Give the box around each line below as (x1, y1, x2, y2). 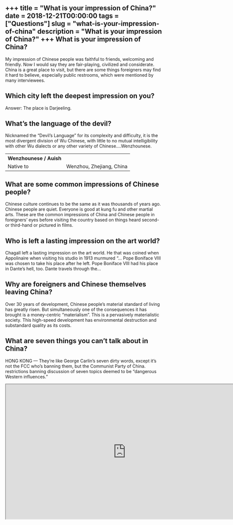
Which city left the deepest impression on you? (5, 92, 155, 100)
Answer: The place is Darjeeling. (5, 105, 72, 111)
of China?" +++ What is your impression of (5, 35, 141, 44)
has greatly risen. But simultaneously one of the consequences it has (5, 306, 147, 312)
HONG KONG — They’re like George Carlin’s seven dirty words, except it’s (5, 358, 157, 364)
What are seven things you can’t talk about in (5, 337, 148, 345)
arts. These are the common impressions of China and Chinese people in (5, 212, 155, 218)
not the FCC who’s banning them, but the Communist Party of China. (5, 363, 146, 369)
